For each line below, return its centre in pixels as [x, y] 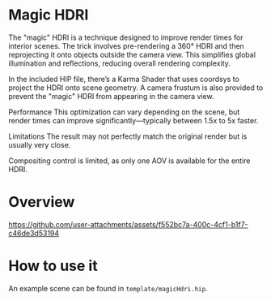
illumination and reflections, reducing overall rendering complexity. [119, 63]
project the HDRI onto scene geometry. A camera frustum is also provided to [136, 88]
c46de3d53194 [34, 233]
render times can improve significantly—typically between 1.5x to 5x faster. [133, 120]
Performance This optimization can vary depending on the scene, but [124, 112]
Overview [42, 202]
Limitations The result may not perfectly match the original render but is [128, 136]
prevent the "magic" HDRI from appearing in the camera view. [111, 96]
